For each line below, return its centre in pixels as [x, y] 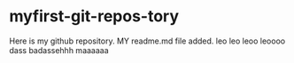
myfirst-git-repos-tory [94, 16]
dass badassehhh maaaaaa [59, 50]
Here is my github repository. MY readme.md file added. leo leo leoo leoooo [147, 41]
